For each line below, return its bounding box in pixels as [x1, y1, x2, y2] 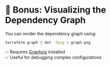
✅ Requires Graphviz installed [5, 49, 65, 55]
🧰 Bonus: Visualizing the [5, 4, 107, 16]
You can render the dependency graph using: [5, 31, 97, 36]
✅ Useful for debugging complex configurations [5, 54, 102, 60]
